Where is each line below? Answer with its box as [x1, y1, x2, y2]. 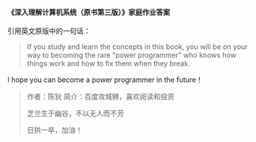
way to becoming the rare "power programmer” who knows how [26, 50, 236, 60]
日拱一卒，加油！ [26, 125, 83, 135]
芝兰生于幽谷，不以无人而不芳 [26, 109, 124, 118]
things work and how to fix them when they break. [26, 59, 190, 69]
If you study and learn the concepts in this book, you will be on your [26, 42, 248, 51]
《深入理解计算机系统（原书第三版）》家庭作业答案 [7, 7, 171, 17]
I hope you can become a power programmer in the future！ [7, 75, 203, 84]
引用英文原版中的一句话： [7, 26, 91, 35]
